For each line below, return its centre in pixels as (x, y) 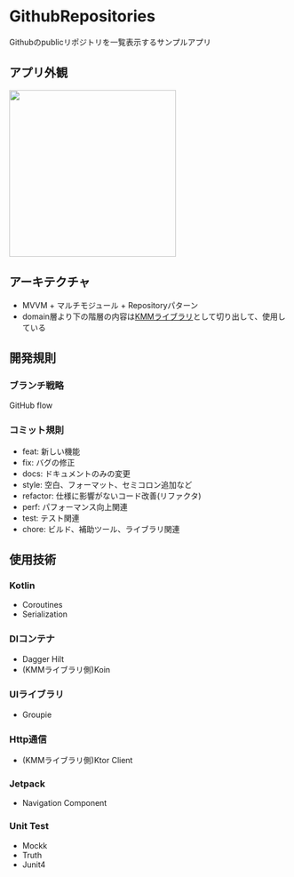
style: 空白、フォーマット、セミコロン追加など (107, 484)
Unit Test (29, 826)
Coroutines (42, 605)
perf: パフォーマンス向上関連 (75, 506)
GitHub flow (31, 405)
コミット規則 (37, 430)
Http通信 (28, 739)
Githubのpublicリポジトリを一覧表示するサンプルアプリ (110, 42)
